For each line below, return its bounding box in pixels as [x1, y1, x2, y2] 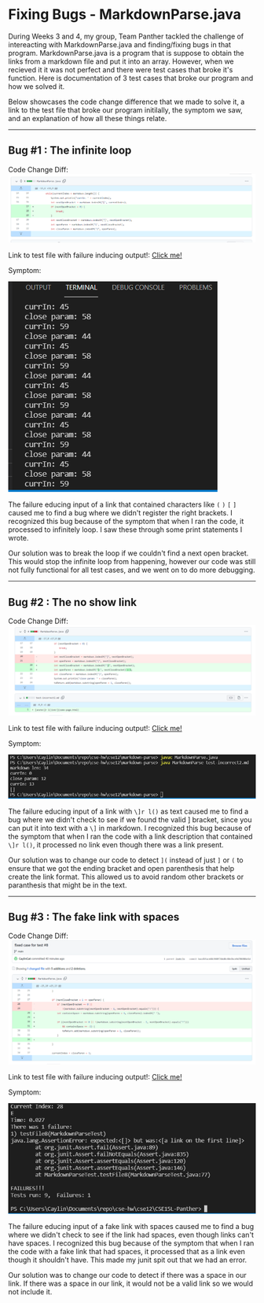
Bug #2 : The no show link [8, 596, 137, 609]
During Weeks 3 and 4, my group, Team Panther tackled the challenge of [8, 31, 244, 41]
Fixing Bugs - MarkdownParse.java [8, 6, 242, 24]
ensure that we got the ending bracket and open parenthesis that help [8, 863, 234, 873]
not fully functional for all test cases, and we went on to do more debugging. [8, 565, 255, 575]
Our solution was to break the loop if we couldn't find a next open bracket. [8, 548, 249, 558]
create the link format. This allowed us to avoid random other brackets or [8, 872, 244, 881]
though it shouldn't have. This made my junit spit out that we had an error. [8, 1255, 247, 1264]
